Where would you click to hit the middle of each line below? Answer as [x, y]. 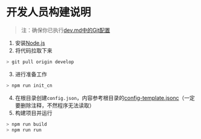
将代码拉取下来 [33, 50]
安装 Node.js [30, 43]
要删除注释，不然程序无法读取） [55, 105]
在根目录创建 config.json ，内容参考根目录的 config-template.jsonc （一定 [105, 97]
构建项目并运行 [33, 113]
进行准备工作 [31, 74]
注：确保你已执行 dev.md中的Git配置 [65, 30]
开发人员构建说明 [49, 12]
